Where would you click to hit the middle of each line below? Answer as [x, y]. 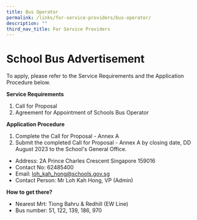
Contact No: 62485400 [45, 168]
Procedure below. [28, 82]
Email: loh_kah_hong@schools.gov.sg [62, 174]
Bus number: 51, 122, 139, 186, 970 [59, 210]
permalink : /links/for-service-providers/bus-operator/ [79, 18]
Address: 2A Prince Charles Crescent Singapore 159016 [85, 161]
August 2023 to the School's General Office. [71, 149]
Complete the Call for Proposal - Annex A [67, 136]
